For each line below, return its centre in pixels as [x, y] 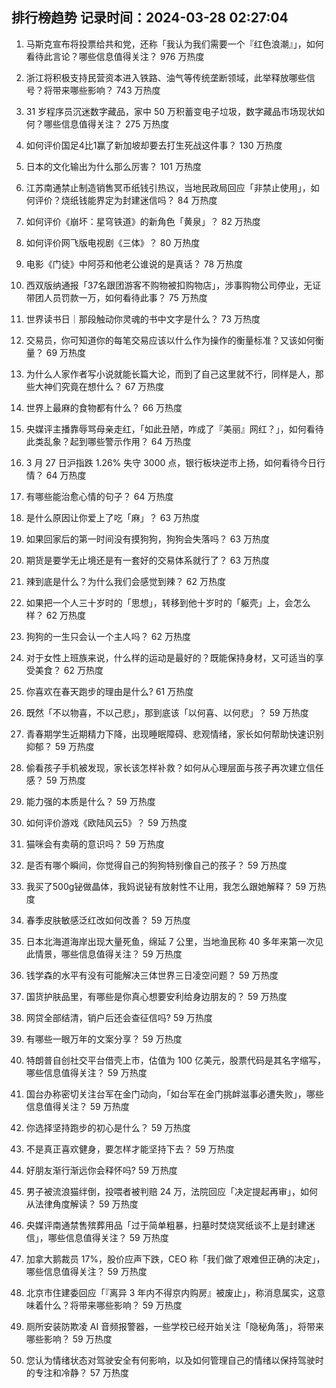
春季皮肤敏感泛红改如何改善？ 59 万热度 [108, 920]
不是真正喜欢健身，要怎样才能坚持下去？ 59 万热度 [130, 1149]
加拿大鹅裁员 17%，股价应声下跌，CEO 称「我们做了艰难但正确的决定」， [175, 1259]
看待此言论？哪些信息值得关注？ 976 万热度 [115, 56]
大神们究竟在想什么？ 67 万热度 [99, 386]
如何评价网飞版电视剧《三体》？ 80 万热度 [113, 242]
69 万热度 [66, 352]
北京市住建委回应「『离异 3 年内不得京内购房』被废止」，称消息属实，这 [171, 1292]
